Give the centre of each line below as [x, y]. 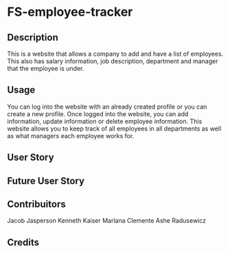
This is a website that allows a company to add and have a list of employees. [115, 54]
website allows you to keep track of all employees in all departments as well [114, 129]
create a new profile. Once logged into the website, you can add [98, 113]
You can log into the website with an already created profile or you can [107, 107]
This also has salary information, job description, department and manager [113, 61]
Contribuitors [37, 204]
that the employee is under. [46, 68]
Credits [23, 242]
